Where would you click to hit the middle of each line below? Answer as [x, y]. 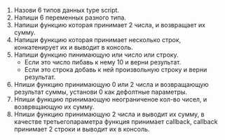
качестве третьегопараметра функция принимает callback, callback [116, 121]
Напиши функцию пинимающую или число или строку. [96, 55]
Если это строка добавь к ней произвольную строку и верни [116, 70]
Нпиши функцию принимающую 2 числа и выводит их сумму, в [109, 114]
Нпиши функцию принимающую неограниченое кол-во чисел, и [110, 99]
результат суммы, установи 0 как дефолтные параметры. [101, 92]
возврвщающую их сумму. [54, 107]
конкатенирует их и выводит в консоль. [73, 47]
